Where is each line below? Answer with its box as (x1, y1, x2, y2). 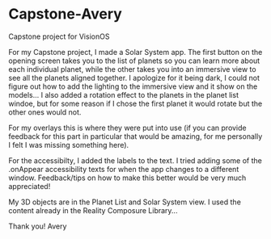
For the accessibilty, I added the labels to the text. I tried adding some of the (8, 155, 263, 166)
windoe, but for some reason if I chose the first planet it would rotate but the (8, 99, 263, 108)
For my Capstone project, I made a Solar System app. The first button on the (8, 47, 263, 57)
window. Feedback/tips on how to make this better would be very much (8, 173, 247, 182)
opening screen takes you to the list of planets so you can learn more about (8, 56, 260, 65)
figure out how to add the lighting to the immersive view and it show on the (8, 82, 258, 91)
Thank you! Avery (8, 221, 67, 231)
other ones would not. (8, 107, 82, 117)
